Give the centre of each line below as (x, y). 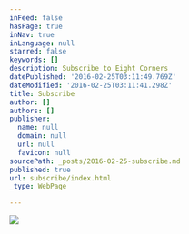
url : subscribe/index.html (60, 178)
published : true (40, 170)
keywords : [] (34, 60)
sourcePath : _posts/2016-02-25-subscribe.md (95, 161)
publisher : (30, 119)
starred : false (38, 52)
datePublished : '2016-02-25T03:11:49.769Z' (93, 77)
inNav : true (32, 34)
